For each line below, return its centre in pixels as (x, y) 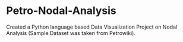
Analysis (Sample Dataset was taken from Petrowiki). (71, 33)
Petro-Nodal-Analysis (61, 11)
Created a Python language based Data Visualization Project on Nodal (92, 27)
